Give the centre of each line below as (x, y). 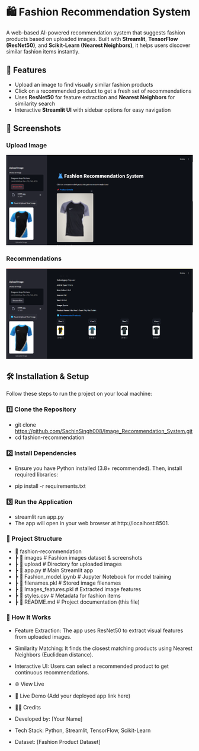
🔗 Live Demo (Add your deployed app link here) (73, 696)
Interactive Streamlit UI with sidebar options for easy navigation (93, 110)
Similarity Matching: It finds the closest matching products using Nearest (103, 648)
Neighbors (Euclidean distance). (54, 654)
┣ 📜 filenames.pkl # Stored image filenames (68, 583)
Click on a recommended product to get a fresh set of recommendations (103, 91)
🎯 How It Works (29, 617)
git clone (25, 425)
